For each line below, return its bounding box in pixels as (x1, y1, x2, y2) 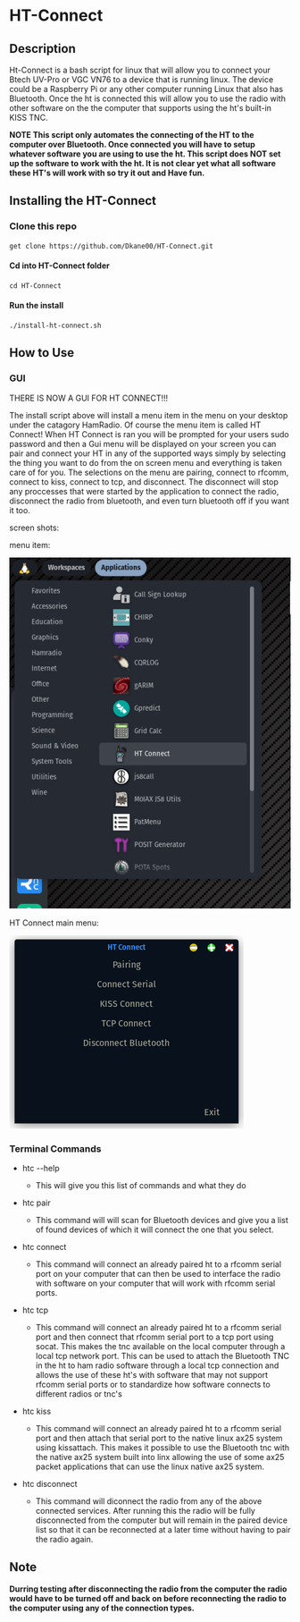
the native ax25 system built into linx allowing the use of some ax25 (35, 1451, 285, 1462)
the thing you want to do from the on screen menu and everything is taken (9, 457, 283, 468)
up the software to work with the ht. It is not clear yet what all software (9, 158, 277, 168)
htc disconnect (21, 1478, 78, 1489)
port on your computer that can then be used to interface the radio (35, 1268, 281, 1279)
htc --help (21, 1162, 60, 1173)
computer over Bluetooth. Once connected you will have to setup (9, 139, 256, 149)
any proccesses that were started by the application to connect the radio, (9, 486, 279, 496)
